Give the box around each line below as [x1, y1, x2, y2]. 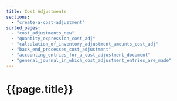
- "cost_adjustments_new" [11, 30, 75, 36]
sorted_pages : [6, 25, 41, 31]
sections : [6, 14, 30, 20]
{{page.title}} [6, 82, 73, 96]
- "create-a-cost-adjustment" [11, 19, 85, 25]
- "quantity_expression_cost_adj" [11, 36, 96, 41]
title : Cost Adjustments [6, 8, 67, 15]
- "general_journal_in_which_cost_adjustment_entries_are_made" [11, 57, 172, 63]
